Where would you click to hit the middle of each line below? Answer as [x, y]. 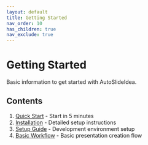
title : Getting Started [37, 18]
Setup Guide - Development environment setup [75, 128]
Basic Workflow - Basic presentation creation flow [79, 135]
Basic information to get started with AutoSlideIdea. [72, 82]
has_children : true [31, 29]
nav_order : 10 [25, 23]
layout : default [27, 12]
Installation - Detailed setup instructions [66, 122]
